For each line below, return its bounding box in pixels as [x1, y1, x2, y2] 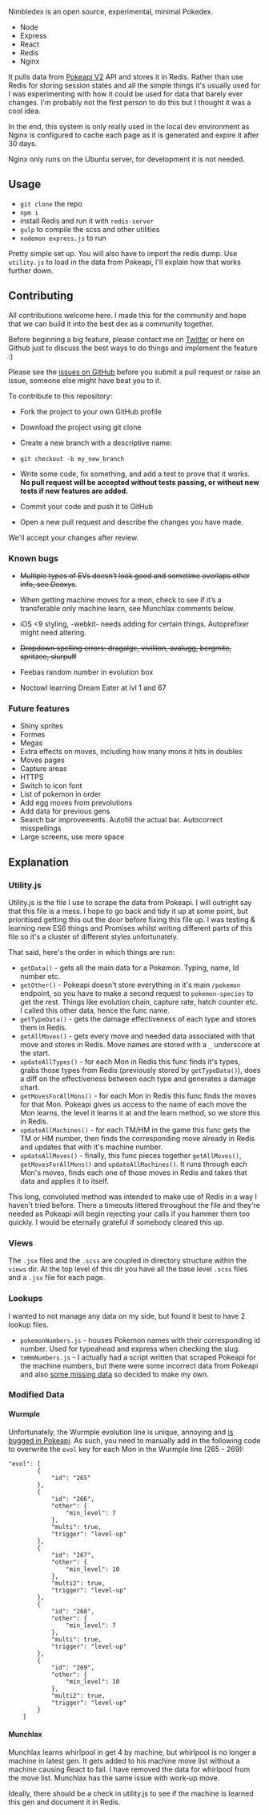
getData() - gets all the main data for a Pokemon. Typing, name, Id [19, 963, 239, 973]
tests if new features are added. [19, 486, 129, 496]
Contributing [8, 289, 74, 303]
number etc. [19, 971, 61, 981]
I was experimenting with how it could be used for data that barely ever [8, 89, 243, 99]
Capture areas [19, 764, 67, 773]
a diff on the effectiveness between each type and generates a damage [19, 1074, 256, 1083]
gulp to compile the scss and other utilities [19, 224, 160, 234]
